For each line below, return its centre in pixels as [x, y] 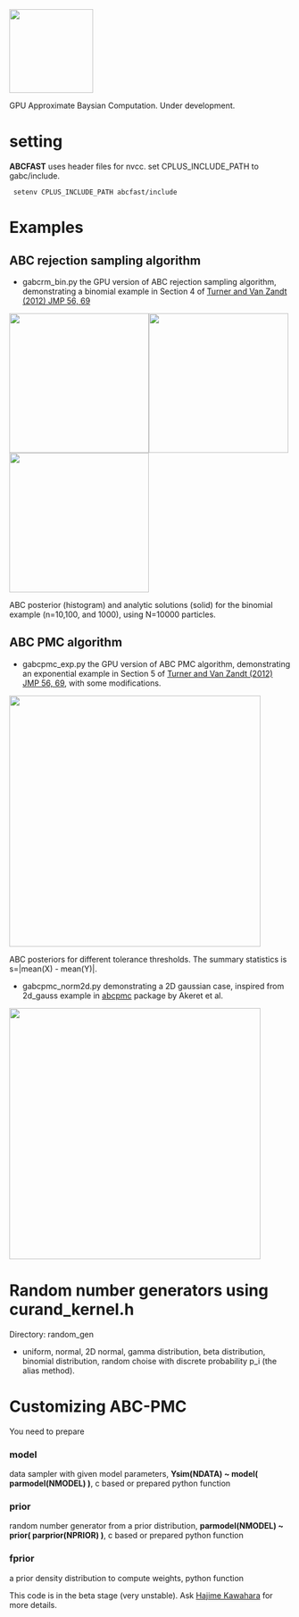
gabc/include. [35, 175]
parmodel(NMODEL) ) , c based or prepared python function [120, 1483]
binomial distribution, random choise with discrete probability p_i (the [149, 1361]
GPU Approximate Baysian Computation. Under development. [122, 105]
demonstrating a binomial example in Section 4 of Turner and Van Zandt [154, 291]
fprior [22, 1559]
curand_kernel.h [72, 1309]
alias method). [49, 1371]
